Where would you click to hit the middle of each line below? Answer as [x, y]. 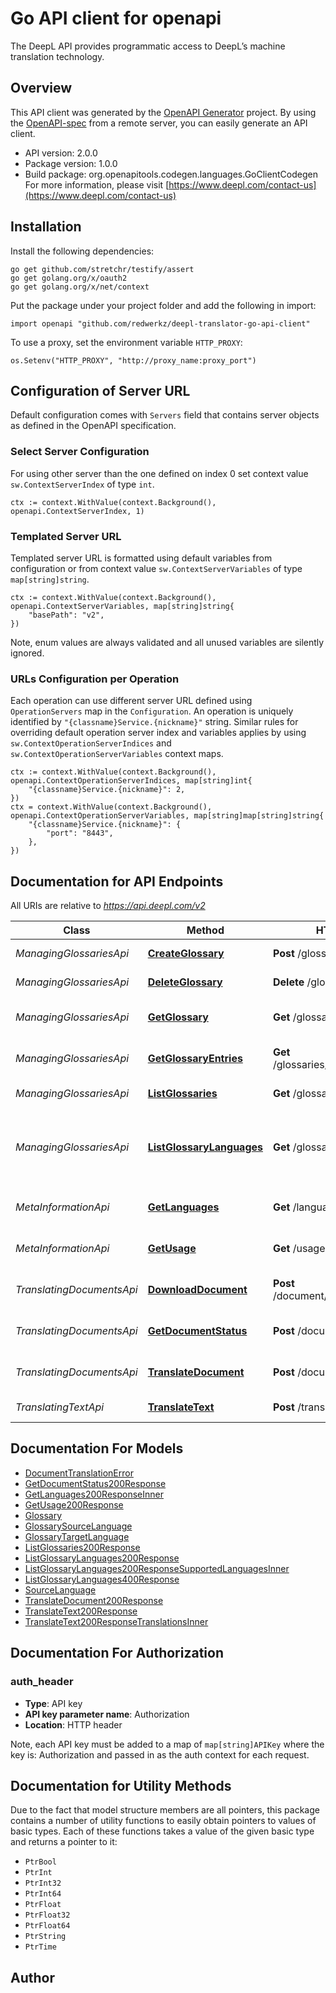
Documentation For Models [97, 1448]
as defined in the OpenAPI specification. [93, 426]
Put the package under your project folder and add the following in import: [163, 305]
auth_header [42, 1682]
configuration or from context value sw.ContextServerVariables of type [156, 568]
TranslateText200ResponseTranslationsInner [116, 1621]
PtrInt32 [43, 1883]
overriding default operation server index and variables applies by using [158, 733]
